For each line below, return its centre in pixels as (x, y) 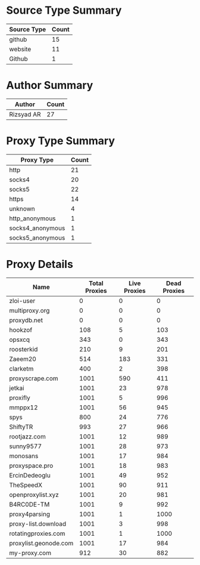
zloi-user (22, 301)
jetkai (17, 388)
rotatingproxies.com (37, 533)
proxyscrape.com (34, 378)
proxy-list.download (38, 524)
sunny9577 (26, 446)
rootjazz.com (27, 436)
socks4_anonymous (37, 228)
